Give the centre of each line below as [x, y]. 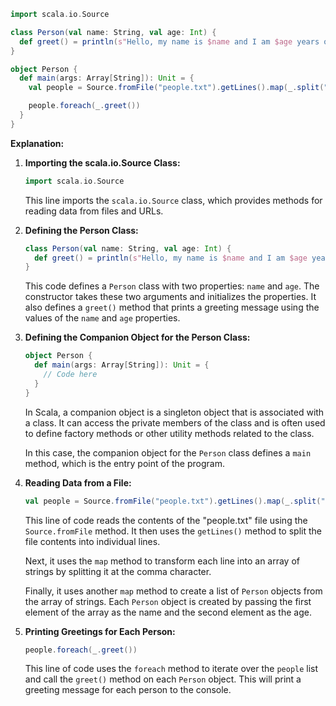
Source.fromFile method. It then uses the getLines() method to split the [173, 531]
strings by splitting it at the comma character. [118, 571]
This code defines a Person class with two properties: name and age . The [172, 286]
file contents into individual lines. [92, 541]
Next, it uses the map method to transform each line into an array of [162, 561]
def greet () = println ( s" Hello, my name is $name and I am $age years [169, 41]
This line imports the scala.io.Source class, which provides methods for [173, 200]
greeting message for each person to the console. [128, 690]
